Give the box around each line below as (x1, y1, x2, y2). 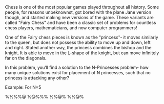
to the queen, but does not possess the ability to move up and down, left (5, 40, 151, 45)
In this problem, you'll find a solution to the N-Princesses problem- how (5, 64, 149, 70)
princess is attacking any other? (5, 75, 69, 81)
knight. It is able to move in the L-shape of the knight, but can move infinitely (5, 50, 159, 56)
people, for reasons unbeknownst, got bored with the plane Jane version (5, 9, 151, 15)
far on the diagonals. (5, 55, 47, 61)
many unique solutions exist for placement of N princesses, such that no (5, 70, 151, 75)
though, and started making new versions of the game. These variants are (5, 15, 154, 20)
